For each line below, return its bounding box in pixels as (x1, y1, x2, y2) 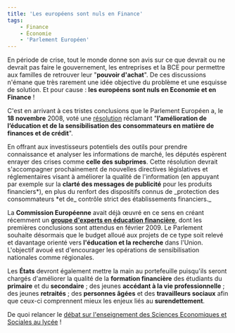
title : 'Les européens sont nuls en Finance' (7, 10, 143, 18)
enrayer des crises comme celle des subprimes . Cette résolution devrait (7, 157, 218, 166)
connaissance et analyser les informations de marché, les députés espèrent (7, 150, 227, 159)
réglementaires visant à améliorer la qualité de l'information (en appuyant (7, 173, 220, 181)
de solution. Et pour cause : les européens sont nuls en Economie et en (7, 86, 217, 94)
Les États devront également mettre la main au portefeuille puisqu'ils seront (7, 267, 227, 275)
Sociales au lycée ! (7, 318, 62, 327)
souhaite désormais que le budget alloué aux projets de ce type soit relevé (7, 231, 224, 240)
